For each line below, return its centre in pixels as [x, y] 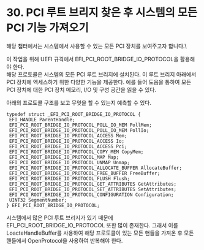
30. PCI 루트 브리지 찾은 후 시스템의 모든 [102, 13]
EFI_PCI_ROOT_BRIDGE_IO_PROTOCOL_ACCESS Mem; [68, 135]
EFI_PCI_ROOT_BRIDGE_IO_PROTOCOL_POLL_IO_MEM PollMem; [80, 125]
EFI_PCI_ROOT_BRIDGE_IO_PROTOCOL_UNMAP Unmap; [70, 162]
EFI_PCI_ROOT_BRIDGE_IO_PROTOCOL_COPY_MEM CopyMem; [76, 152]
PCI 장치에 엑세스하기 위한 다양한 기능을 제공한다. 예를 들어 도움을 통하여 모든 [99, 82]
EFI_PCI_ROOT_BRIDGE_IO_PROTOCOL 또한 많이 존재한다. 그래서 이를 [93, 225]
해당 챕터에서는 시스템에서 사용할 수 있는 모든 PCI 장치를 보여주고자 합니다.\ [96, 46]
